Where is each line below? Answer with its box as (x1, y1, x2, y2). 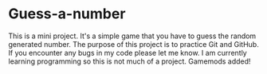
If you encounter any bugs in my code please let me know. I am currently (8, 48, 247, 57)
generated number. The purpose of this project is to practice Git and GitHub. (8, 39, 259, 49)
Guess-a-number (8, 5, 126, 23)
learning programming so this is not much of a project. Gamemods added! (8, 56, 251, 66)
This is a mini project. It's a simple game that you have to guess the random (8, 31, 257, 41)
